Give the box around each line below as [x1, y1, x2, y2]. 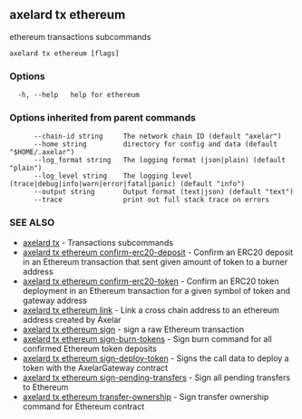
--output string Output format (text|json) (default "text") [33, 188, 295, 197]
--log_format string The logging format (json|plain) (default [33, 156, 286, 165]
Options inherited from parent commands [9, 112, 197, 124]
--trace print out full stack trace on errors [33, 195, 270, 205]
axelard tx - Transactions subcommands [22, 237, 174, 248]
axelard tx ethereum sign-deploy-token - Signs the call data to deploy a [22, 353, 289, 364]
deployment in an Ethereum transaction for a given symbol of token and [22, 285, 291, 296]
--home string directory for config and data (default [33, 140, 278, 149]
